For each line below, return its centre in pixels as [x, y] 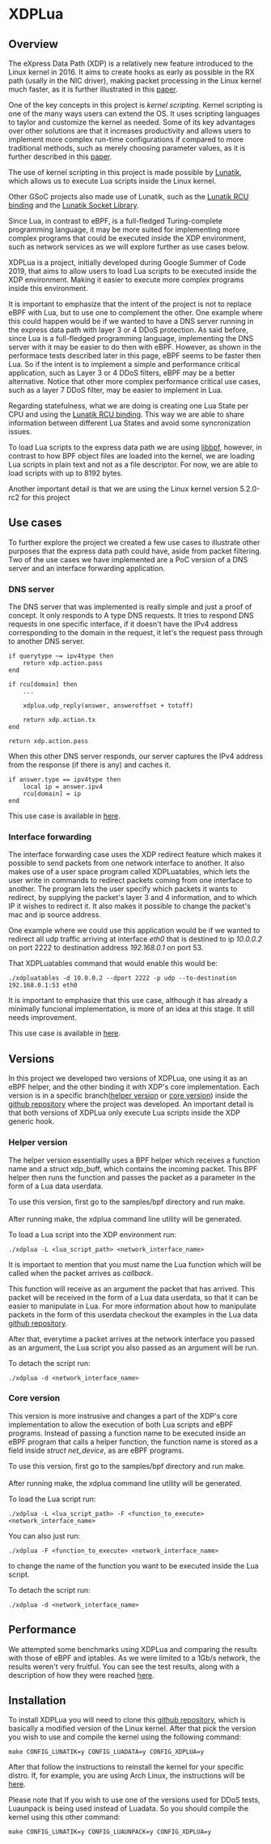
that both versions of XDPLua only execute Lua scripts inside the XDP [125, 1113]
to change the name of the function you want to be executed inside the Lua [133, 1565]
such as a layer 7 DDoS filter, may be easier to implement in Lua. [116, 390]
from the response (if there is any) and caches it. [90, 765]
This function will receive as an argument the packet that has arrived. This [132, 1288]
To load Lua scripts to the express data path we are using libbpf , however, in [135, 447]
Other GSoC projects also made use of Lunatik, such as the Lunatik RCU [129, 196]
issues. [20, 431]
